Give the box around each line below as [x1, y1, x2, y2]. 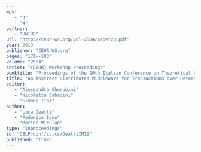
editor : [6, 81, 26, 87]
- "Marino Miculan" [14, 120, 63, 126]
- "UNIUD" [14, 31, 39, 37]
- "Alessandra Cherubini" [14, 87, 79, 93]
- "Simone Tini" [14, 98, 55, 104]
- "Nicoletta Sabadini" [14, 92, 74, 98]
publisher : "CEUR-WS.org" [6, 48, 71, 54]
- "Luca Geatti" [14, 109, 55, 115]
